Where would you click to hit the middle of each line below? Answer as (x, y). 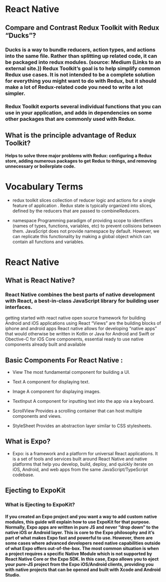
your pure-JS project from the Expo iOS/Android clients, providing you (80, 564)
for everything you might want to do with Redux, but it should (81, 81)
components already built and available (46, 344)
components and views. (37, 416)
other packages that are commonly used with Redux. (71, 119)
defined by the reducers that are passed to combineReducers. (76, 211)
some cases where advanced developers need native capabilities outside (83, 543)
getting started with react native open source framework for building (76, 318)
